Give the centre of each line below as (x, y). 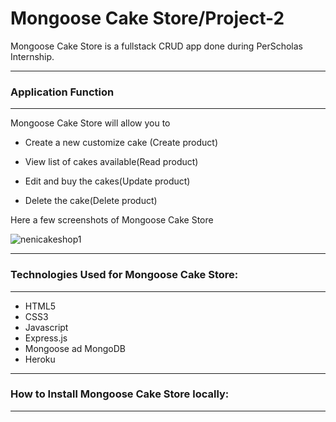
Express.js (46, 338)
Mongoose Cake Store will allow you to (90, 123)
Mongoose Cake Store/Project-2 (147, 18)
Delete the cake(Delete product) (91, 201)
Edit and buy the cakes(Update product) (107, 181)
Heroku (40, 359)
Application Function (62, 92)
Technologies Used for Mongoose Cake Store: (124, 275)
